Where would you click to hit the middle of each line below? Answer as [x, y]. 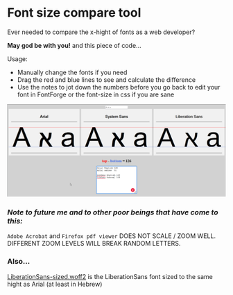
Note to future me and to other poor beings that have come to [113, 212]
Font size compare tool [74, 13]
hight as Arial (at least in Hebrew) [55, 284]
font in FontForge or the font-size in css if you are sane [96, 94]
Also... [19, 262]
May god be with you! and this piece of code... [74, 45]
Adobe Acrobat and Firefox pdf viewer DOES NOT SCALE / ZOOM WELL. [112, 236]
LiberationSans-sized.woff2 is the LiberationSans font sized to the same [110, 276]
